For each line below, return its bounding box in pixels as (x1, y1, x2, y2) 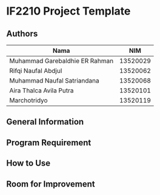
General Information (6, 117, 84, 127)
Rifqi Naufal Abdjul (9, 67, 62, 75)
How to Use (6, 158, 51, 168)
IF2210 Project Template (6, 4, 131, 18)
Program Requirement (6, 137, 92, 148)
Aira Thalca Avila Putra (9, 86, 74, 95)
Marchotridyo (9, 96, 48, 104)
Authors (6, 29, 38, 39)
